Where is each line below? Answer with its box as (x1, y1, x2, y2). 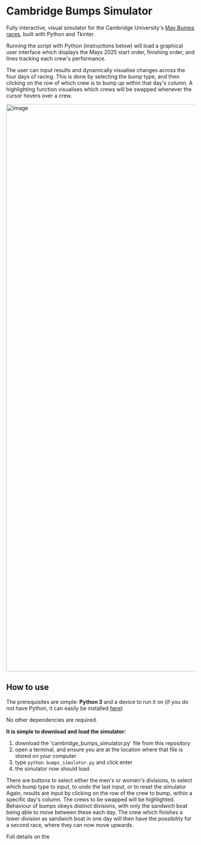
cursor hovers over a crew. (6, 92, 72, 99)
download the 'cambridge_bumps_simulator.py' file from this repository (14, 739, 191, 747)
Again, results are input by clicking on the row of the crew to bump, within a (6, 789, 193, 796)
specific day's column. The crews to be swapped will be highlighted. (6, 796, 175, 803)
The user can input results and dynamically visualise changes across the (6, 66, 185, 73)
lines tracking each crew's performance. (6, 55, 106, 62)
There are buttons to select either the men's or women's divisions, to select (6, 777, 193, 784)
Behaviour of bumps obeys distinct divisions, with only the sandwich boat (6, 802, 188, 809)
